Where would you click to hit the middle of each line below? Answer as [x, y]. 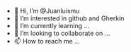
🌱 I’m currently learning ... [52, 26]
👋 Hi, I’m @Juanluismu [47, 11]
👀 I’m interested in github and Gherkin [69, 18]
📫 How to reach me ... [47, 41]
